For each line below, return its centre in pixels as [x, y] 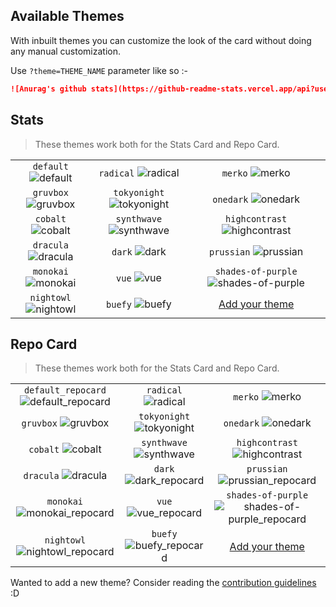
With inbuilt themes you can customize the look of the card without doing [161, 40]
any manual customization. [66, 51]
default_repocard [65, 390]
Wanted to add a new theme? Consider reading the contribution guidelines [163, 583]
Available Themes [67, 16]
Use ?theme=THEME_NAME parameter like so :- [99, 70]
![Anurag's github [48, 89]
